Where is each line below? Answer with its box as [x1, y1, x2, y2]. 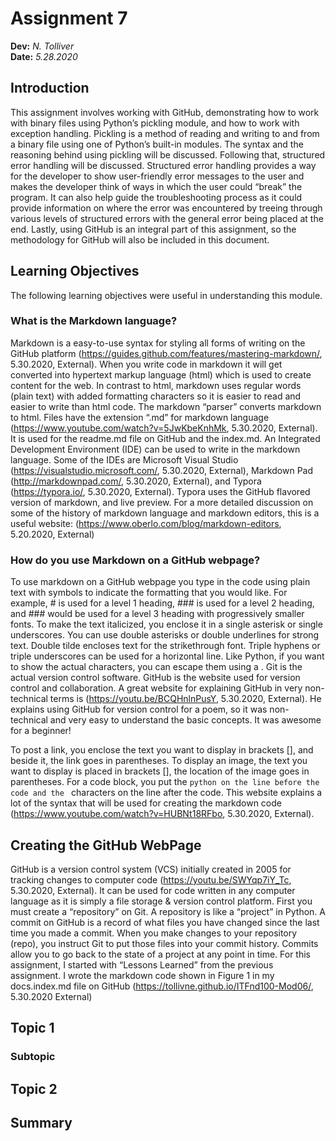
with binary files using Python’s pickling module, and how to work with [10, 117, 300, 129]
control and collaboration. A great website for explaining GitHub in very [10, 682, 303, 694]
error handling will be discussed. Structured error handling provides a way [10, 159, 317, 171]
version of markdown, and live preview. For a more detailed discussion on [10, 496, 314, 508]
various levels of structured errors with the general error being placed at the [10, 212, 324, 224]
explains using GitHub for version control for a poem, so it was [10, 703, 268, 716]
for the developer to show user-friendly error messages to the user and [10, 170, 305, 182]
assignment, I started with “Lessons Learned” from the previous [10, 958, 274, 971]
